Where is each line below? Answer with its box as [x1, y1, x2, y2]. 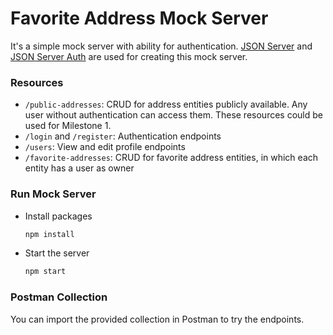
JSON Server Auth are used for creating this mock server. [10, 50, 248, 62]
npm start [24, 267, 67, 277]
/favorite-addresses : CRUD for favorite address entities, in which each [24, 152, 319, 164]
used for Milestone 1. [24, 120, 112, 132]
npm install [24, 229, 75, 239]
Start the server [24, 247, 90, 259]
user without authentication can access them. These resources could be [24, 109, 323, 121]
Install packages [24, 210, 93, 222]
